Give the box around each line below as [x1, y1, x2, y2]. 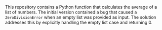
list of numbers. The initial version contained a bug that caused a [5, 9, 137, 15]
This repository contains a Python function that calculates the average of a [5, 4, 157, 10]
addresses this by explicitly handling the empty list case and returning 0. [5, 19, 153, 25]
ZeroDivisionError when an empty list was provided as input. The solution [5, 15, 157, 20]
